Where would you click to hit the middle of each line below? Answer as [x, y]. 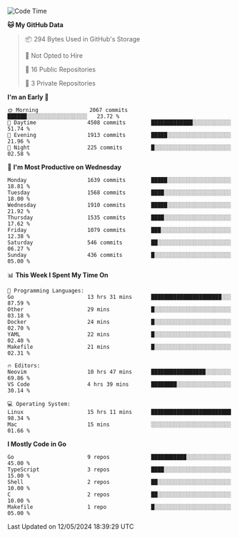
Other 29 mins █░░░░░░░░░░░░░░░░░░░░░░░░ [119, 310]
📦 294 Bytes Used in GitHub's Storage [82, 39]
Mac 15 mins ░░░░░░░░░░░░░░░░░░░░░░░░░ [119, 425]
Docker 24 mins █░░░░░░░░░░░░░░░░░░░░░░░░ [119, 322]
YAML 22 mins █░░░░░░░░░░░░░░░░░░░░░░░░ [119, 335]
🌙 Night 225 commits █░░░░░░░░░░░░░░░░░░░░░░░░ [119, 148]
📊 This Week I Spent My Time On [58, 275]
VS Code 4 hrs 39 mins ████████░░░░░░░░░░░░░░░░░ [119, 385]
